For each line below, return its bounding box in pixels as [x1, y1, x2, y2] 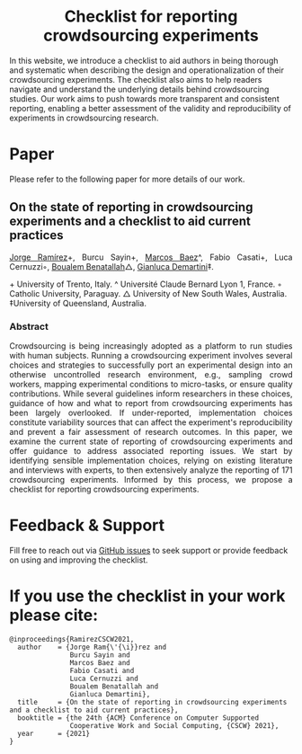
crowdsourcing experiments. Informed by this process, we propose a [9, 474, 293, 484]
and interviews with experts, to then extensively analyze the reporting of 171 [9, 465, 293, 475]
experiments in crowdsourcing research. [9, 112, 159, 123]
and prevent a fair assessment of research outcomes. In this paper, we [9, 426, 293, 437]
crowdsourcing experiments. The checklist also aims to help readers [9, 74, 262, 84]
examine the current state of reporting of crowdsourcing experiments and [9, 436, 293, 447]
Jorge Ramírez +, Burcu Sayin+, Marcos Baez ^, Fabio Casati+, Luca [9, 252, 293, 262]
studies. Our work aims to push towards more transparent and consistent [9, 93, 280, 104]
